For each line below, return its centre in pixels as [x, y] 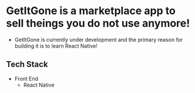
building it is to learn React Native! [56, 46]
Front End [26, 78]
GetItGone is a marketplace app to [91, 11]
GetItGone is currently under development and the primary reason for [99, 39]
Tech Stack [27, 64]
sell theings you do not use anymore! [98, 23]
